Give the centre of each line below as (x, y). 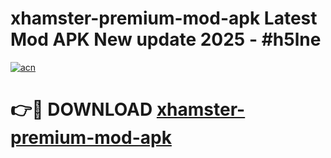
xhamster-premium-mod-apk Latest (164, 18)
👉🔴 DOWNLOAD (81, 109)
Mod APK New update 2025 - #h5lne (166, 39)
